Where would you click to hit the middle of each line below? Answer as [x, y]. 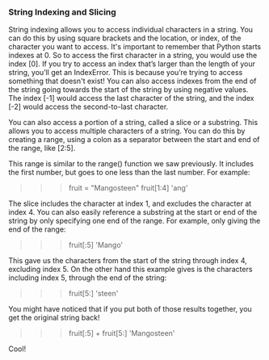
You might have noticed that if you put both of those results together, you [130, 309]
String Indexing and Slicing [63, 12]
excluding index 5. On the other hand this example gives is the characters [130, 270]
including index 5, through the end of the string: [88, 278]
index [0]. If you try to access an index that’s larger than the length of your [132, 64]
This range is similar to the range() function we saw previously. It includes [131, 164]
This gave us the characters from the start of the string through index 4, [128, 261]
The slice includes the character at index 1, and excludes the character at [130, 203]
